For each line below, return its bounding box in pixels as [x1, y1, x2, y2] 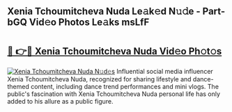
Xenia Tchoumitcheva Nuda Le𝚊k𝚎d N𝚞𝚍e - [7, 6, 201, 17]
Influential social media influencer [116, 67, 214, 75]
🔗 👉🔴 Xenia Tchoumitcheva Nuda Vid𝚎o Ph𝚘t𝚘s [7, 45, 222, 57]
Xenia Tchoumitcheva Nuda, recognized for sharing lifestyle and [7, 75, 192, 83]
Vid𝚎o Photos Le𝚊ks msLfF [29, 17, 150, 29]
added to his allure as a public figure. [7, 97, 114, 105]
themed [7, 83, 30, 90]
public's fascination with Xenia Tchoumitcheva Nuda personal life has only [7, 90, 221, 98]
